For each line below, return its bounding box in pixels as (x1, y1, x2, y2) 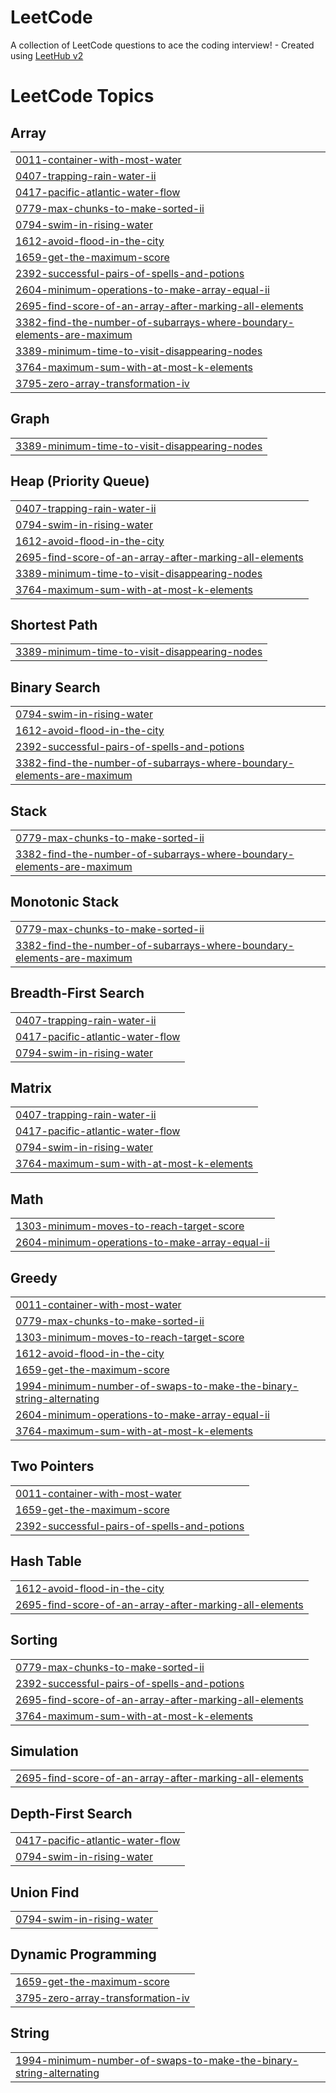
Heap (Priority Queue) (10, 473, 150, 490)
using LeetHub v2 (10, 49, 84, 61)
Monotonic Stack (10, 894, 120, 911)
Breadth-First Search (10, 985, 145, 1002)
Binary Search (10, 679, 101, 696)
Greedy (10, 1269, 58, 1286)
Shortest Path (10, 616, 98, 633)
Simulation (10, 1742, 79, 1760)
